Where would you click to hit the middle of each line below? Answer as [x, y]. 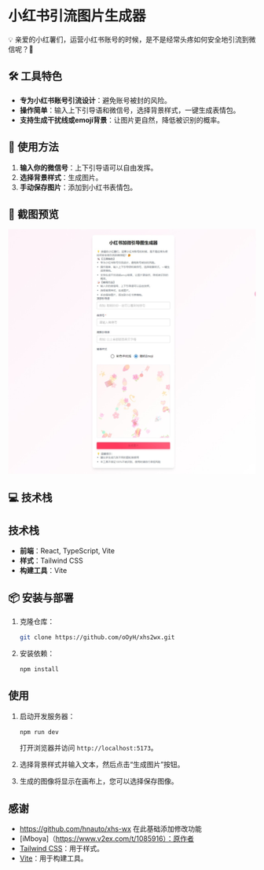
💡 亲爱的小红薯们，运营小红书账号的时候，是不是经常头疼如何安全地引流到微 [132, 39]
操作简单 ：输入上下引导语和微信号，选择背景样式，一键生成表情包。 [130, 110]
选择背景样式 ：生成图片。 [61, 177]
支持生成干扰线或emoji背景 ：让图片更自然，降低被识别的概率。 [122, 119]
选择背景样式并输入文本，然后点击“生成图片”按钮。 [102, 765]
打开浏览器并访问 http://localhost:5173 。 [89, 748]
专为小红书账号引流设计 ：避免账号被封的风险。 [95, 100]
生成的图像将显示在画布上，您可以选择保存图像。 [99, 781]
